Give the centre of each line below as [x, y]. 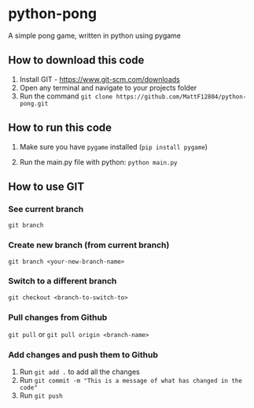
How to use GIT [46, 186]
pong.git [34, 103]
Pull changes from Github [58, 317]
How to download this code [76, 60]
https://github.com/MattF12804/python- [181, 96]
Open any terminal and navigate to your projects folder [108, 87]
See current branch [46, 209]
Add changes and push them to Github [83, 355]
